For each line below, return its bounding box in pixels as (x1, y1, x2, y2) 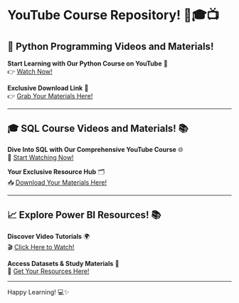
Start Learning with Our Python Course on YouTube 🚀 (7, 59, 169, 68)
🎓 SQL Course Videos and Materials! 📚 (7, 123, 188, 135)
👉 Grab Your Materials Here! (7, 92, 93, 100)
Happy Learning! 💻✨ (7, 287, 70, 296)
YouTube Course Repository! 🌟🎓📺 (7, 7, 220, 24)
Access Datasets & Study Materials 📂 (7, 259, 119, 267)
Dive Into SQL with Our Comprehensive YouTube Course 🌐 (7, 145, 184, 153)
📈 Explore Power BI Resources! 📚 (7, 209, 161, 221)
